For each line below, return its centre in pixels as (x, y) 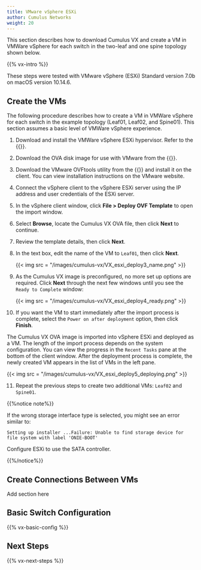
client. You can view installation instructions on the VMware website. (100, 176)
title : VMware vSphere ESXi (42, 12)
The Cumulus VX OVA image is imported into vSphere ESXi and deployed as (100, 337)
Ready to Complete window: (49, 289)
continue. (27, 230)
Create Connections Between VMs (73, 480)
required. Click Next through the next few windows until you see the (100, 283)
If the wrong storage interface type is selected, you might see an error (93, 415)
